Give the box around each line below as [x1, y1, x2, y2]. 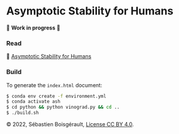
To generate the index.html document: [6, 81, 102, 88]
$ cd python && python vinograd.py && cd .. [6, 104, 120, 111]
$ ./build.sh [6, 110, 39, 116]
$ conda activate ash [6, 99, 61, 105]
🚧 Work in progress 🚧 [6, 24, 60, 31]
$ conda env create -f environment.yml [6, 93, 107, 99]
